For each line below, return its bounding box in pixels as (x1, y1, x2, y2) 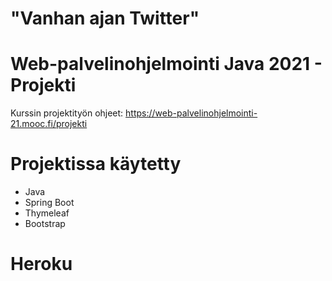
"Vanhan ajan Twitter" (10, 7, 200, 30)
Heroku (10, 253, 73, 276)
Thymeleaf (24, 207, 70, 219)
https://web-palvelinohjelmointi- (125, 107, 258, 119)
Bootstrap (24, 218, 66, 230)
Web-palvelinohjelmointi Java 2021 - (10, 53, 323, 76)
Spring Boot (24, 197, 75, 209)
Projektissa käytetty (10, 153, 182, 176)
